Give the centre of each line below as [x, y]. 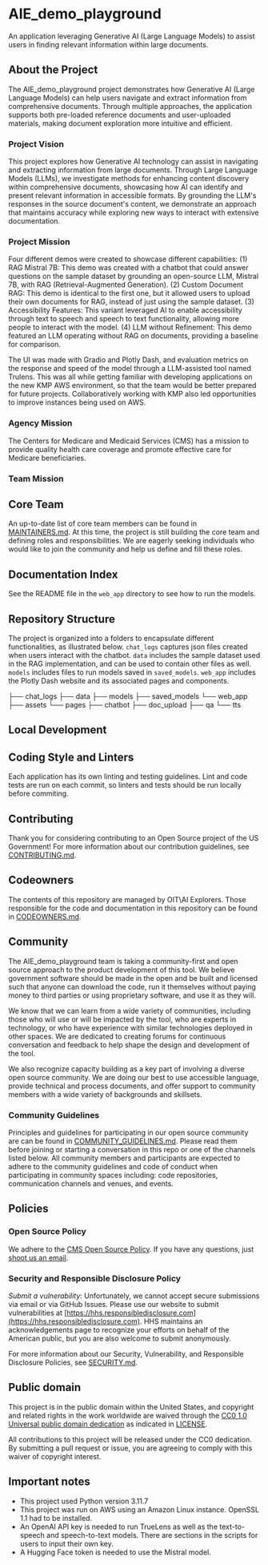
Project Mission [39, 241]
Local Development [58, 730]
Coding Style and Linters [71, 757]
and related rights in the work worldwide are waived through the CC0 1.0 [128, 1415]
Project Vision [36, 143]
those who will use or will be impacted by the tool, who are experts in [122, 1019]
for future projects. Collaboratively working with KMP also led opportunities [132, 394]
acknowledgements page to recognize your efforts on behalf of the [119, 1329]
